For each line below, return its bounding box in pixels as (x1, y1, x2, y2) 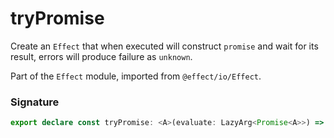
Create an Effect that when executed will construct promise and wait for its (10, 40, 319, 52)
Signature (10, 95, 60, 109)
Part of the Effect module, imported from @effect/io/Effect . (10, 70, 262, 82)
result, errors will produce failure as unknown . (10, 50, 193, 62)
